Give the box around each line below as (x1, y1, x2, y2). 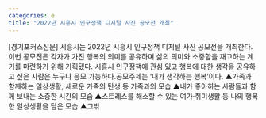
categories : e (8, 11, 56, 20)
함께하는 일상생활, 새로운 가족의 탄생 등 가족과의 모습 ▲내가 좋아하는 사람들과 (8, 81, 249, 91)
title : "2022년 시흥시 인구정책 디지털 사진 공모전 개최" (8, 19, 174, 27)
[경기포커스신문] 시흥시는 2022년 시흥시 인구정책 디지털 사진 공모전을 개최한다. (8, 41, 253, 51)
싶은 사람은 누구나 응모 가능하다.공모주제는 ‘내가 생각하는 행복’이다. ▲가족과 (16, 71, 252, 81)
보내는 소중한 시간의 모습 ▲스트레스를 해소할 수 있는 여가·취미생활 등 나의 (16, 91, 244, 101)
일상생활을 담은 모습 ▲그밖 (16, 101, 101, 111)
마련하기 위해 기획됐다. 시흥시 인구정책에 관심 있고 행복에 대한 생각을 (22, 61, 235, 71)
